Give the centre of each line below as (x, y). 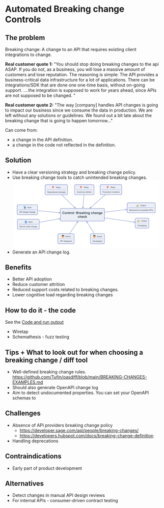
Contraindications (33, 456)
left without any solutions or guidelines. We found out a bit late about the (79, 115)
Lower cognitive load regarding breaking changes (62, 295)
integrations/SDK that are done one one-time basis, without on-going (75, 85)
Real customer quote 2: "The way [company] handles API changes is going (82, 105)
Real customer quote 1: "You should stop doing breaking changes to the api (82, 64)
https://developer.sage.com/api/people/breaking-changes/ (79, 430)
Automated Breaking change (65, 9)
